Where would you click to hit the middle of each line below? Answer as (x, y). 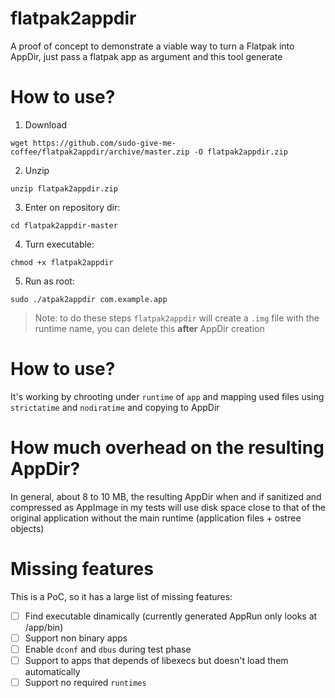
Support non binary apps (76, 638)
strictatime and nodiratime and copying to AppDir (115, 407)
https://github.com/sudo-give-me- (104, 143)
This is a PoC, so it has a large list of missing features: (121, 596)
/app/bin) (44, 627)
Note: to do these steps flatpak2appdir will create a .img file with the (177, 318)
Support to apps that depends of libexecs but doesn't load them (156, 660)
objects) (27, 528)
